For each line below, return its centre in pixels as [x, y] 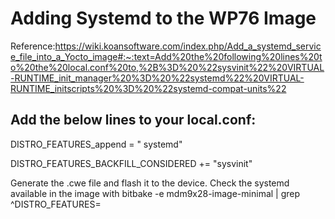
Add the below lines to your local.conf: [133, 120]
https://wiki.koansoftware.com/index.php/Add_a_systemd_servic [188, 46]
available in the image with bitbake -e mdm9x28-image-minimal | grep [155, 193]
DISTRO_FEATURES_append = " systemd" [96, 144]
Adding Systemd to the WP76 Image [163, 18]
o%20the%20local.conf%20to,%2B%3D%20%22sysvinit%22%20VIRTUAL [167, 67]
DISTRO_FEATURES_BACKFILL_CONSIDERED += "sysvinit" [131, 163]
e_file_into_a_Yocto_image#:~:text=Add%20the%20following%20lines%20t [166, 56]
